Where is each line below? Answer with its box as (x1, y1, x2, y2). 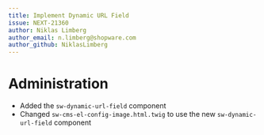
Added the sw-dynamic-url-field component (19, 101, 166, 111)
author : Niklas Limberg (8, 26, 87, 34)
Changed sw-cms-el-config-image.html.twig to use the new (19, 110, 216, 119)
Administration (8, 75, 109, 93)
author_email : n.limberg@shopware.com (8, 33, 136, 42)
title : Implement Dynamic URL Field (8, 11, 129, 20)
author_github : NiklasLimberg (8, 41, 109, 49)
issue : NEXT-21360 (8, 19, 69, 27)
